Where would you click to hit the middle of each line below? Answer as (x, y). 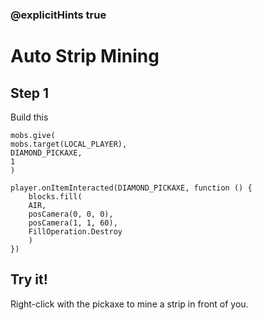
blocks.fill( (55, 196)
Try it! (29, 279)
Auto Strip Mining (85, 56)
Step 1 (30, 93)
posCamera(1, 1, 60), (73, 223)
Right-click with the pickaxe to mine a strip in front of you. (129, 304)
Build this (29, 117)
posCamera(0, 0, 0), (71, 214)
